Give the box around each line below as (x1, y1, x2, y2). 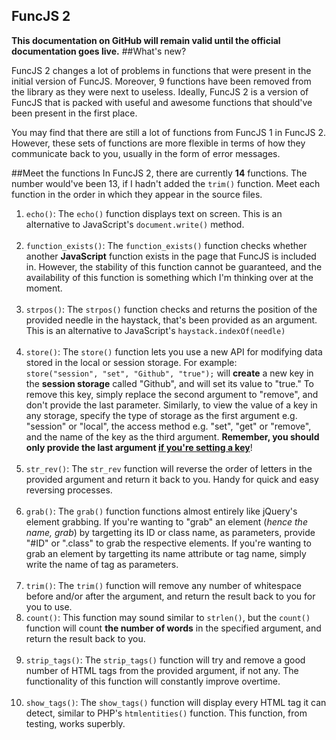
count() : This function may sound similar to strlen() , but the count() (25, 611, 311, 623)
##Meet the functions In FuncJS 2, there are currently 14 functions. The (11, 167, 308, 179)
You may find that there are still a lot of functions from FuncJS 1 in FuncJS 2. (11, 126, 327, 138)
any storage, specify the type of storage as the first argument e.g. (25, 409, 298, 421)
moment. (25, 282, 63, 294)
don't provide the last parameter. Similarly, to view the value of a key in (25, 399, 318, 411)
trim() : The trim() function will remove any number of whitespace (25, 579, 303, 591)
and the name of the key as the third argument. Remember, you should (25, 430, 320, 443)
